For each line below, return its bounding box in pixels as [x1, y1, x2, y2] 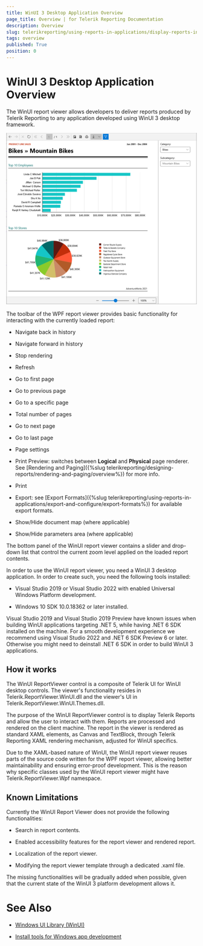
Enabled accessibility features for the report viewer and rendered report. [14, 838, 196, 845]
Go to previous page [14, 387, 66, 394]
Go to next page [14, 422, 56, 430]
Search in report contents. [14, 827, 80, 834]
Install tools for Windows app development [14, 933, 122, 941]
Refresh [14, 364, 35, 371]
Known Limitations [6, 792, 79, 802]
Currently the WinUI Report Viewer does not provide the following [6, 808, 170, 816]
